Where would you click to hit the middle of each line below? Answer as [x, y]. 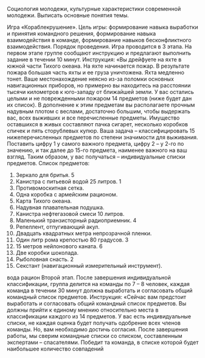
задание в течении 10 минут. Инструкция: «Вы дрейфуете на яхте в [94, 59]
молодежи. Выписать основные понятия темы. [68, 15]
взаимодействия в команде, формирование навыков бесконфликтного [99, 40]
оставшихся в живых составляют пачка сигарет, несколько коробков [97, 124]
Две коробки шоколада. [47, 253]
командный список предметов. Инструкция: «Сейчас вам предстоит [97, 297]
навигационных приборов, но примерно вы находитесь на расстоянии [99, 85]
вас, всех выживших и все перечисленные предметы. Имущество [93, 118]
